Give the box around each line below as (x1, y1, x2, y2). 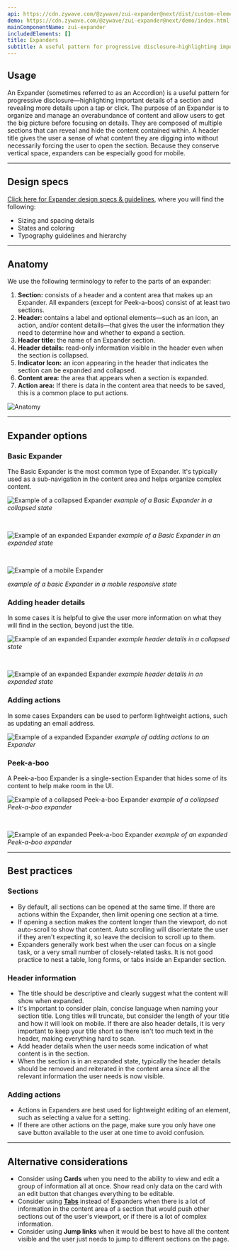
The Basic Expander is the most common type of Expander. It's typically (7, 468, 218, 476)
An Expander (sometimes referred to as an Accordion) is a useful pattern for (7, 88, 229, 96)
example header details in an (118, 670, 203, 678)
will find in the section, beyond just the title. (7, 621, 135, 630)
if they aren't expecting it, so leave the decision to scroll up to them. (17, 932, 216, 941)
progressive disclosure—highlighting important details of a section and (7, 96, 214, 104)
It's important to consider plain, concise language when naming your (17, 1005, 218, 1012)
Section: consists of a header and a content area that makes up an (17, 291, 213, 299)
